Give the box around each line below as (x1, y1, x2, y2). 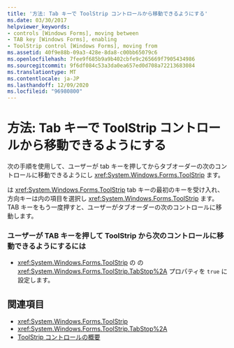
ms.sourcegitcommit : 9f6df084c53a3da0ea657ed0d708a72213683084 (7, 62, 196, 69)
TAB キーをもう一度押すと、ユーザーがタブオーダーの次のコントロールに (7, 203, 217, 211)
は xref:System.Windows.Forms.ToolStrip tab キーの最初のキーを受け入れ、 (7, 186, 224, 194)
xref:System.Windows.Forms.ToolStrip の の (17, 259, 144, 267)
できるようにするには (14, 241, 86, 251)
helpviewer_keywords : (7, 23, 71, 30)
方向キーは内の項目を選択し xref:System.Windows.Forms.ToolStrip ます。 (7, 195, 219, 203)
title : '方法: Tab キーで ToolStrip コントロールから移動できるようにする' (7, 10, 208, 17)
